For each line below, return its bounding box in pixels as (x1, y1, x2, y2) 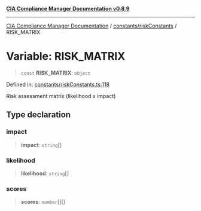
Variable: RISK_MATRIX (6, 50, 126, 63)
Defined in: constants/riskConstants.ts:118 (6, 81, 109, 88)
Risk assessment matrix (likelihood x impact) (6, 92, 116, 99)
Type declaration (6, 110, 71, 120)
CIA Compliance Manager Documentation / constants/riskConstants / (6, 22, 177, 29)
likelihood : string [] (20, 170, 69, 177)
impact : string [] (20, 141, 62, 148)
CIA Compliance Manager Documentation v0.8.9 (6, 5, 130, 12)
